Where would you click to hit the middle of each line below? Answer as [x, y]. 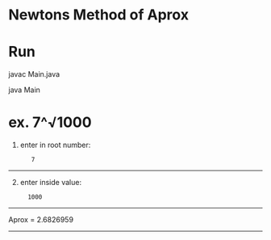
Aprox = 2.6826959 [41, 220]
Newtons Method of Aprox [99, 15]
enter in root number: [55, 145]
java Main [24, 90]
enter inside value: [51, 183]
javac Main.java [34, 74]
